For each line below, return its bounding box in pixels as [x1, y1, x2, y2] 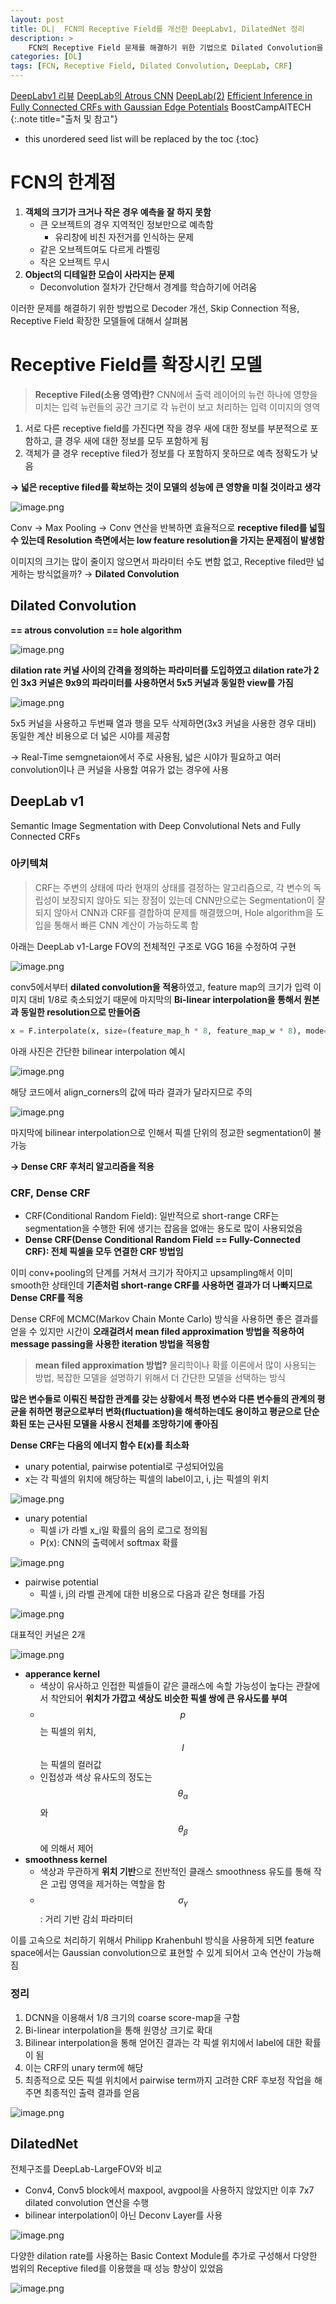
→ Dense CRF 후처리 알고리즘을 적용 [10, 1160, 155, 1172]
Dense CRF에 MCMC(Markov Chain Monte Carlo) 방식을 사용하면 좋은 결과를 [10, 1312, 319, 1325]
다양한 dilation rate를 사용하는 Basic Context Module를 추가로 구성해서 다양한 [10, 2250, 318, 2262]
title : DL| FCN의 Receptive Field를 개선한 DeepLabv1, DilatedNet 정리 [10, 24, 305, 34]
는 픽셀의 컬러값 [39, 1758, 102, 1770]
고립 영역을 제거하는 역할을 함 [50, 1877, 166, 1890]
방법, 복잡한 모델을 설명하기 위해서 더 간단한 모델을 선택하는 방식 [34, 1371, 286, 1383]
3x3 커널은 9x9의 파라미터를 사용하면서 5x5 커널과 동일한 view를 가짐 [20, 676, 294, 688]
